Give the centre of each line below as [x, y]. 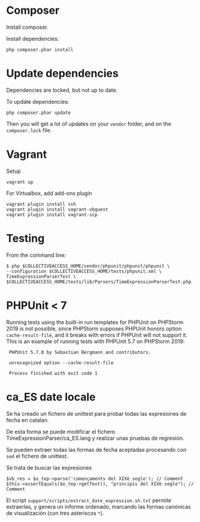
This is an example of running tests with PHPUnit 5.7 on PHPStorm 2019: [96, 341]
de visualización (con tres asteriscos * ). [55, 513]
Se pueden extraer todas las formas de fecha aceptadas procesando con [96, 449]
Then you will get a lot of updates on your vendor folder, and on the [89, 124]
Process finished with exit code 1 [53, 373]
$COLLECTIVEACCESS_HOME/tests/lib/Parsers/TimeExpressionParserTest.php [99, 282]
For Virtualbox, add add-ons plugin [49, 193]
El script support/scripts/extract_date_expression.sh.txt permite [89, 500]
